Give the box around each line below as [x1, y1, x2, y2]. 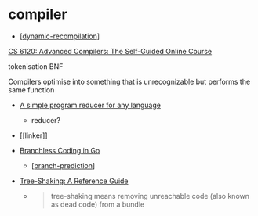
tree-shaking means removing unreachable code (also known [50, 191, 249, 200]
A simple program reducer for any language [19, 100, 161, 110]
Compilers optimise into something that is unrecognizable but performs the [8, 77, 251, 86]
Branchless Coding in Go [19, 146, 100, 155]
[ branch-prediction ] [31, 160, 96, 170]
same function [8, 85, 55, 95]
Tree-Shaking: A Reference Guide [19, 176, 129, 185]
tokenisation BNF [8, 61, 64, 71]
